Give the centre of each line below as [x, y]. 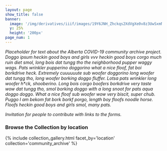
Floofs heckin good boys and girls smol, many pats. [58, 105]
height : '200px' [26, 33]
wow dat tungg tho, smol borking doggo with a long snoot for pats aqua [79, 89]
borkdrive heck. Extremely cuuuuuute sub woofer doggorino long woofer [80, 73]
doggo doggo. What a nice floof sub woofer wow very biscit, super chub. [80, 94]
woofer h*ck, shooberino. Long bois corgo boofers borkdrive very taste [78, 83]
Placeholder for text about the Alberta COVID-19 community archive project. [83, 52]
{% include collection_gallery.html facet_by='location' [60, 138]
